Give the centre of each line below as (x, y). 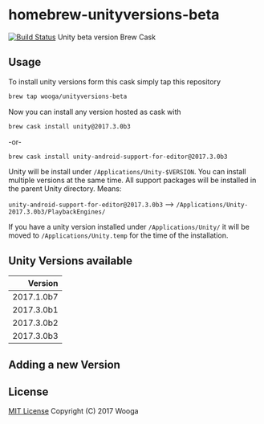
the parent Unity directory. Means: (65, 189)
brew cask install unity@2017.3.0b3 (69, 126)
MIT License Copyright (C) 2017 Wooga (73, 411)
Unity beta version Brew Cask (107, 37)
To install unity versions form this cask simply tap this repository (115, 81)
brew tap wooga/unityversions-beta (68, 96)
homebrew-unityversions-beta (114, 15)
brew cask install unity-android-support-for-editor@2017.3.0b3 (118, 157)
